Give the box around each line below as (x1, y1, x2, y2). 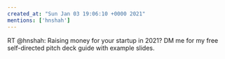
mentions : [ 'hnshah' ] (7, 17, 71, 24)
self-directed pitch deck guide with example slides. (7, 44, 155, 52)
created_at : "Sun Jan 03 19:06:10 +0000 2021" (7, 10, 146, 18)
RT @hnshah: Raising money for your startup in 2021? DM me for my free (7, 36, 219, 44)
